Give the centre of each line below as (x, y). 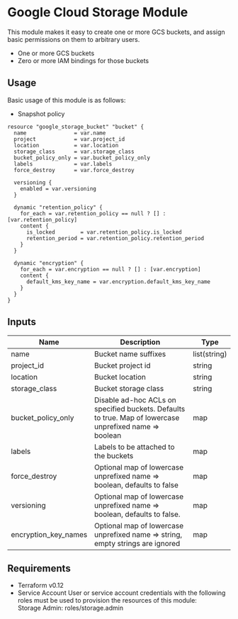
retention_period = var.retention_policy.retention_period (115, 238)
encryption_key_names (49, 534)
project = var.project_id (69, 139)
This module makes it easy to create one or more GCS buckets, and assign (116, 32)
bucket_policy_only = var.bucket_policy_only (82, 158)
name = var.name (60, 133)
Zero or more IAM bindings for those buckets (83, 60)
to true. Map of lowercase (137, 417)
